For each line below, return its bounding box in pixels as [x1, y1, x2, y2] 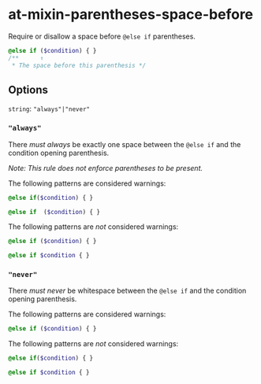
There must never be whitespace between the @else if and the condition [8, 286, 247, 296]
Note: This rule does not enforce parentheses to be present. [8, 163, 203, 172]
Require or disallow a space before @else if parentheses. [8, 31, 196, 41]
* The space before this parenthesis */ [11, 61, 147, 69]
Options [8, 83, 49, 96]
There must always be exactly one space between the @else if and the [8, 139, 241, 149]
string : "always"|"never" [8, 104, 91, 113]
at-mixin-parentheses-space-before [8, 6, 254, 24]
